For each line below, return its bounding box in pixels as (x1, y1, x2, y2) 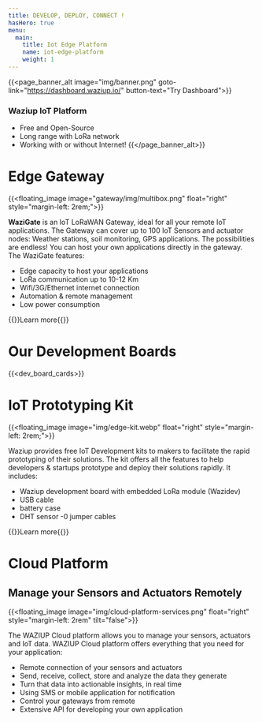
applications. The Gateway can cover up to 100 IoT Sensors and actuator (8, 226, 244, 235)
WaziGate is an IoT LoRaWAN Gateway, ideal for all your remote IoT (8, 218, 227, 227)
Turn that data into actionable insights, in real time (19, 679, 183, 689)
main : (15, 33, 34, 42)
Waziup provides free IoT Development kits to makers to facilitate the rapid (8, 446, 250, 455)
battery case (19, 503, 61, 513)
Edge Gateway (8, 167, 105, 185)
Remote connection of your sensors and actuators (19, 662, 183, 671)
